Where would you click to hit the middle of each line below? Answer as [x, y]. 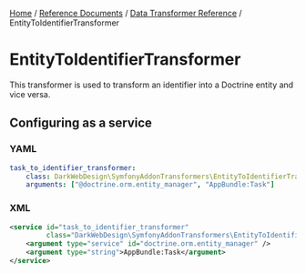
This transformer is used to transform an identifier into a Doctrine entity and [152, 85]
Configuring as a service [81, 123]
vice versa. [30, 94]
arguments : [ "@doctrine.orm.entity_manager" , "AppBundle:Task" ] [150, 185]
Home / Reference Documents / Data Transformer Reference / [126, 13]
